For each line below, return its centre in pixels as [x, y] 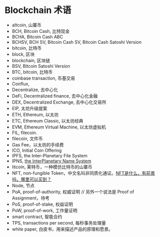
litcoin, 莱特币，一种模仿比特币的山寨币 [52, 167]
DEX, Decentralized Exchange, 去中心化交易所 [59, 102]
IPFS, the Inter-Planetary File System [50, 155]
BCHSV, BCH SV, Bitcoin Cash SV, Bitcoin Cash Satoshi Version [77, 42]
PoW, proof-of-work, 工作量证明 [45, 210]
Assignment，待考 [31, 198]
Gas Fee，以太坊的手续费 [38, 144]
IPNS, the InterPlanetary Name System [52, 161]
